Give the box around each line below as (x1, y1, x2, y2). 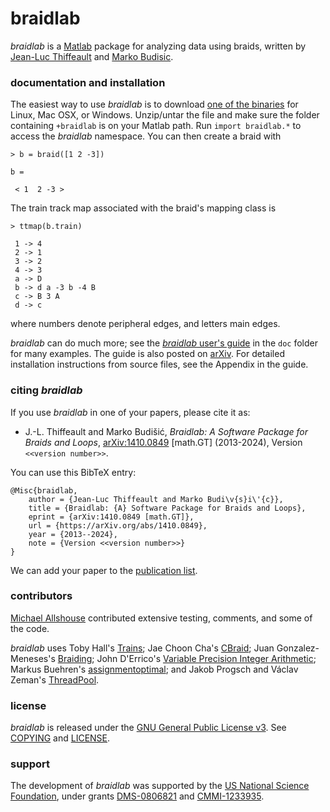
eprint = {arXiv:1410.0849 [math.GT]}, (28, 512, 195, 522)
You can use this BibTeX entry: (10, 466, 137, 478)
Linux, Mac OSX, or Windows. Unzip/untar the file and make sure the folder (10, 109, 320, 121)
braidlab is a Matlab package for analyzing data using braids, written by (10, 40, 307, 52)
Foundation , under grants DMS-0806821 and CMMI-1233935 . (10, 790, 265, 802)
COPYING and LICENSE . (10, 732, 111, 744)
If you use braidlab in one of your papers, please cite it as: (10, 406, 251, 418)
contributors (10, 589, 73, 603)
